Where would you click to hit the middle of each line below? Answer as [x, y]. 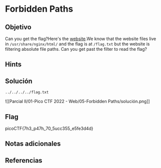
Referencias [24, 160]
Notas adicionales [33, 144]
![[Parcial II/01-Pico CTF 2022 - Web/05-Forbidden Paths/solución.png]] [77, 102]
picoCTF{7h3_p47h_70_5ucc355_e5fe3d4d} [49, 128]
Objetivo [18, 27]
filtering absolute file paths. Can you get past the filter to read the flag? [76, 49]
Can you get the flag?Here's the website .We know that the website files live [81, 39]
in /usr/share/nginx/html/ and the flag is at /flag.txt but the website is [77, 44]
